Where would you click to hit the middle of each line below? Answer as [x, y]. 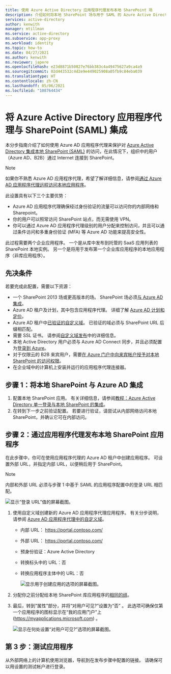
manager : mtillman [25, 29]
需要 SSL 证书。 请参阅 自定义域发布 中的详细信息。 [65, 335]
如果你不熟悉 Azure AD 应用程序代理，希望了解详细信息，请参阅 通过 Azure [83, 178]
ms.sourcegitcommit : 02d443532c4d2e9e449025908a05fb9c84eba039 [74, 72]
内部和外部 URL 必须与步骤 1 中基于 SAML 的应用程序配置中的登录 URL [79, 484]
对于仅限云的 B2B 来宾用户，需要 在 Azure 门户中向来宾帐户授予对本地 [86, 355]
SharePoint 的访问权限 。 [38, 361]
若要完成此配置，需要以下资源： [39, 286]
